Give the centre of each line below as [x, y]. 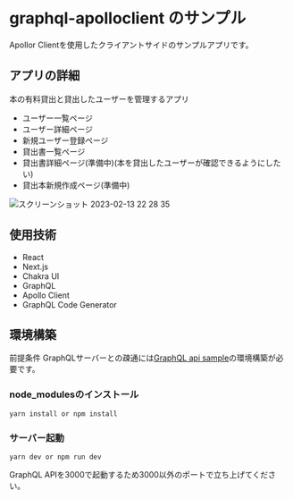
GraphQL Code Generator [70, 304]
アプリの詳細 [45, 76]
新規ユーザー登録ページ [65, 140]
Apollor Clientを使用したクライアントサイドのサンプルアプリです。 [131, 45]
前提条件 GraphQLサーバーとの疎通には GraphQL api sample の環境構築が [143, 358]
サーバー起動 [37, 437]
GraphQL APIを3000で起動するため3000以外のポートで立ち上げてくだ [139, 474]
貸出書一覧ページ [54, 151]
